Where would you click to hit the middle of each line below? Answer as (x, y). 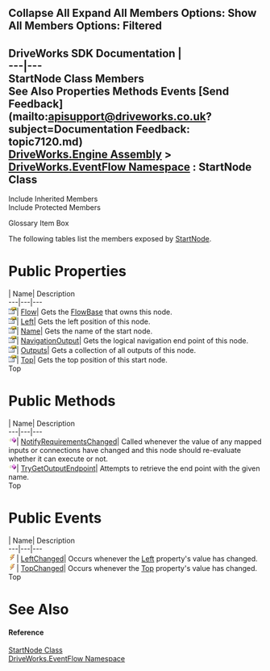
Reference (26, 632)
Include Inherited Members (53, 199)
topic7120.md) (46, 142)
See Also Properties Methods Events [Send (119, 91)
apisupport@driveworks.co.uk (127, 116)
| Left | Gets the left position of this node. (83, 321)
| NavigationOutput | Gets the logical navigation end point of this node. (132, 341)
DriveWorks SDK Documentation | (95, 53)
